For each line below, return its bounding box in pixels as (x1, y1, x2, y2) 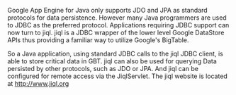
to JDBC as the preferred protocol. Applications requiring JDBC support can (7, 21, 230, 29)
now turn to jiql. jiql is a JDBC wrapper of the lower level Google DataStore (7, 28, 225, 37)
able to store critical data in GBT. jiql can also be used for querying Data (7, 57, 218, 65)
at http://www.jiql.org (7, 80, 69, 87)
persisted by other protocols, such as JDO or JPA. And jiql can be (7, 65, 199, 72)
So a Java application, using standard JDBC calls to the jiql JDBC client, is (7, 49, 223, 58)
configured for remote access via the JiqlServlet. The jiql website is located (7, 72, 228, 80)
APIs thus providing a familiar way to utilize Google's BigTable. (7, 36, 189, 44)
